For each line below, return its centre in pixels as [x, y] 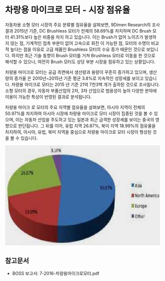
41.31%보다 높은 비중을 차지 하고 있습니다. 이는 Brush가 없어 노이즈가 [77, 37]
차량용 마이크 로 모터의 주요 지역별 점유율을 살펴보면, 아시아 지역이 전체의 [75, 107]
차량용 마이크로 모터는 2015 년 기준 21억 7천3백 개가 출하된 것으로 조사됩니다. [86, 84]
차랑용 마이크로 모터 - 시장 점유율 [68, 10]
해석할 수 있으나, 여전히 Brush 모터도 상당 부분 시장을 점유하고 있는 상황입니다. [80, 62]
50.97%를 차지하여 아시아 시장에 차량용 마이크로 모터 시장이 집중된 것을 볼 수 [79, 113]
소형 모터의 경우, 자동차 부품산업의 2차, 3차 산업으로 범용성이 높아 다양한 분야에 [81, 90]
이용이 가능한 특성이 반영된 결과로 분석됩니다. [48, 97]
